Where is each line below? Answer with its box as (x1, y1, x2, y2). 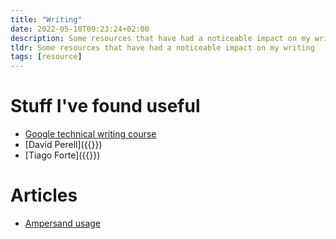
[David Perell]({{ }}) (24, 139, 103, 151)
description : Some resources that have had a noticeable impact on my (10, 33, 311, 43)
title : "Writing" (10, 14, 83, 25)
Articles (10, 184, 78, 207)
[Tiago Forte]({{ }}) (24, 149, 101, 161)
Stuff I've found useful (10, 95, 201, 118)
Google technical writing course (24, 128, 157, 140)
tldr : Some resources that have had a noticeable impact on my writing (10, 42, 315, 53)
